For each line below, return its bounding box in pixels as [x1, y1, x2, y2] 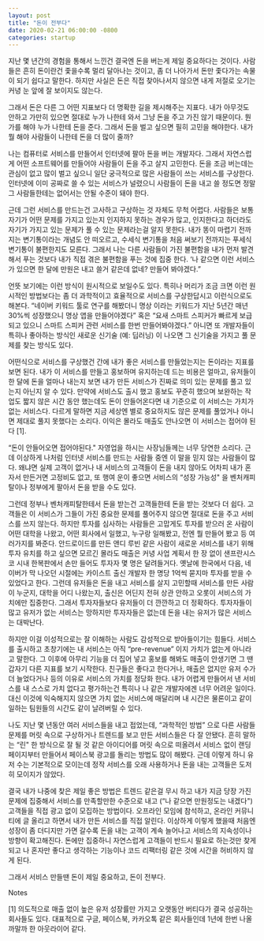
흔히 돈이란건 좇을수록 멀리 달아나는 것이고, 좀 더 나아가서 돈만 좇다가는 [22, 66, 242, 76]
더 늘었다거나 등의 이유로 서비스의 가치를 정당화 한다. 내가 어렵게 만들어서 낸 [8, 674, 242, 684]
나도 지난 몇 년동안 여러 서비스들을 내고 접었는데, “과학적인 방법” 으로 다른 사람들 [8, 720, 256, 730]
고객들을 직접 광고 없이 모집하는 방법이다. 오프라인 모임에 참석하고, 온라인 [8, 806, 233, 815]
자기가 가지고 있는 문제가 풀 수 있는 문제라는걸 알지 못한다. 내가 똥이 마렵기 [8, 225, 237, 234]
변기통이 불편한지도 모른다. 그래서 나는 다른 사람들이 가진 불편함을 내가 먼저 [8, 245, 240, 254]
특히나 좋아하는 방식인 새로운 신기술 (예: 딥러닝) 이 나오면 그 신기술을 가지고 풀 [8, 331, 248, 340]
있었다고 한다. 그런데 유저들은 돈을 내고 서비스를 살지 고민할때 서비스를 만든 [8, 578, 240, 588]
